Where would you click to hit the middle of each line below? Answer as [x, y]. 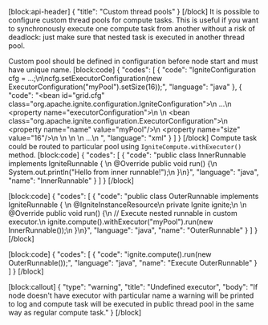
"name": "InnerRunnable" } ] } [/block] [71, 181]
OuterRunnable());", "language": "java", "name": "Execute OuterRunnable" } [133, 263]
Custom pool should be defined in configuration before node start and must [133, 61]
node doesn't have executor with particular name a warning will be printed [131, 295]
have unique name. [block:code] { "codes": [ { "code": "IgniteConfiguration [132, 70]
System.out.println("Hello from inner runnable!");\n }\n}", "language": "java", [134, 172]
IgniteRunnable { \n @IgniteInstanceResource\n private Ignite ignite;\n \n [128, 205]
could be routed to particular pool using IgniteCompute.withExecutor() [125, 146]
